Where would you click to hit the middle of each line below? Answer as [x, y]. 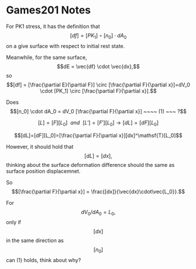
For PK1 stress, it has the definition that [53, 26]
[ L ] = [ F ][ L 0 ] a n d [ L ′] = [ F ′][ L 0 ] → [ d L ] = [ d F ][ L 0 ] [98, 123]
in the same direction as [35, 240]
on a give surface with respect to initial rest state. [66, 46]
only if [14, 222]
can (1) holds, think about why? [44, 260]
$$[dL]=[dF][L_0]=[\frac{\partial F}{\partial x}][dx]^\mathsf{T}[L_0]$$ [98, 135]
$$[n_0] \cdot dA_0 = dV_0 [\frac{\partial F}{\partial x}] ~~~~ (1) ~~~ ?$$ [98, 111]
